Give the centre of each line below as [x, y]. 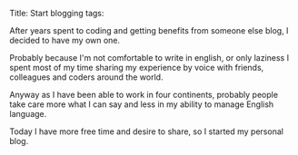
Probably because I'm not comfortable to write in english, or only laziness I [149, 58]
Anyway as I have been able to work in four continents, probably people [144, 95]
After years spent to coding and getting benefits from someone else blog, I [149, 30]
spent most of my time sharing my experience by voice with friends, [137, 68]
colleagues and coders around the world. [86, 77]
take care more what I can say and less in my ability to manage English [142, 104]
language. [28, 114]
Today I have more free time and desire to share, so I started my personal [147, 131]
